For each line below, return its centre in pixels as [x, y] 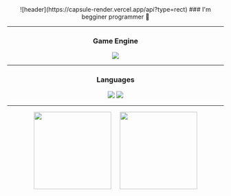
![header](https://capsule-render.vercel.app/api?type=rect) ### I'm [115, 9]
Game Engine [115, 41]
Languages [115, 80]
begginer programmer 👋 [115, 17]
